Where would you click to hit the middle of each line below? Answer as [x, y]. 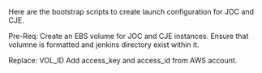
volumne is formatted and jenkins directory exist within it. [104, 45]
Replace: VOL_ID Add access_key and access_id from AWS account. [123, 60]
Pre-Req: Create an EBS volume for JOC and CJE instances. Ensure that [129, 36]
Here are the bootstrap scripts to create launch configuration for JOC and [131, 12]
